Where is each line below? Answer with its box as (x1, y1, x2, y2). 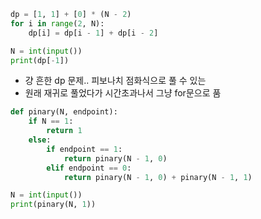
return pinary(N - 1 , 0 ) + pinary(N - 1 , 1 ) (63, 172, 253, 182)
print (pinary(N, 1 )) (10, 200, 97, 210)
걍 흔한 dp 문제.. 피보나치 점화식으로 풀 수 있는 (24, 75, 207, 87)
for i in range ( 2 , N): (10, 18, 105, 29)
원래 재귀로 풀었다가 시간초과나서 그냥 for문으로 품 (24, 87, 222, 99)
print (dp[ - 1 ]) (10, 55, 70, 65)
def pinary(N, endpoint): (10, 107, 118, 117)
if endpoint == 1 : (46, 144, 123, 154)
